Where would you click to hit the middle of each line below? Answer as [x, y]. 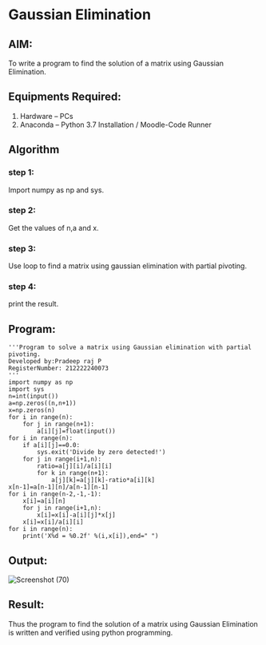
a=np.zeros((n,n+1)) [43, 404]
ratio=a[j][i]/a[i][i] [75, 466]
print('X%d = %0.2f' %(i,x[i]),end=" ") [91, 536]
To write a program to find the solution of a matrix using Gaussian [116, 63]
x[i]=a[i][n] [44, 501]
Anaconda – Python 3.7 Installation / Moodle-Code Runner [115, 125]
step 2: [22, 211]
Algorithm [34, 150]
